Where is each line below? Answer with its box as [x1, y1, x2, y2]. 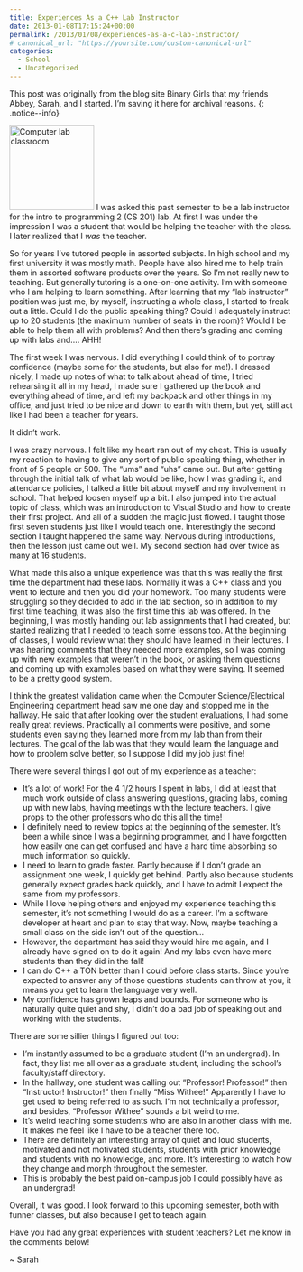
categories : [9, 47, 54, 56]
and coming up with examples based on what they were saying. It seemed [9, 663, 285, 673]
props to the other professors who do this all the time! [22, 812, 223, 822]
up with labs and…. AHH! [9, 334, 102, 345]
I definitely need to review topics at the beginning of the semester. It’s [22, 821, 281, 831]
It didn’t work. [9, 426, 61, 438]
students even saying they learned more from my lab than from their [9, 729, 263, 739]
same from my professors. [22, 888, 121, 899]
